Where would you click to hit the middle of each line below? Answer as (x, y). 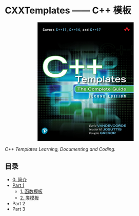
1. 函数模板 (31, 191)
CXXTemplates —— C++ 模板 (68, 10)
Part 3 (19, 209)
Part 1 (18, 185)
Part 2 (19, 204)
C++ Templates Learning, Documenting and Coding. (60, 149)
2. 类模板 (29, 198)
